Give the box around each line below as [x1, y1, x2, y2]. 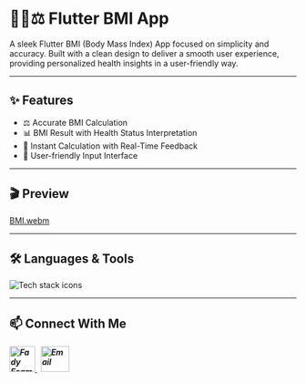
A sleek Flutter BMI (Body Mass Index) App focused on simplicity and [9, 38, 270, 49]
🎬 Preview [9, 186, 70, 202]
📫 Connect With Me [9, 316, 127, 331]
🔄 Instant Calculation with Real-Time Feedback [22, 140, 199, 151]
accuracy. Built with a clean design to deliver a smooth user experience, [9, 47, 280, 58]
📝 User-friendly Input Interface [22, 150, 138, 160]
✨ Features [9, 93, 74, 109]
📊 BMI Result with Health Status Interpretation [22, 127, 198, 138]
